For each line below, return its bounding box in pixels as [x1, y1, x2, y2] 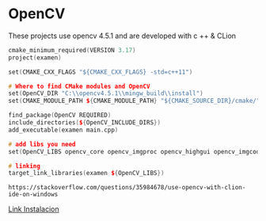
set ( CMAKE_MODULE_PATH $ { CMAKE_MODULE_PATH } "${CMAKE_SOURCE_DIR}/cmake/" [8, 97, 260, 105]
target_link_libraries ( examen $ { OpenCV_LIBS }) [8, 170, 165, 177]
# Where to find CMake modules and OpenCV [8, 82, 150, 90]
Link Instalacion [8, 204, 59, 214]
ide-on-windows [8, 191, 59, 199]
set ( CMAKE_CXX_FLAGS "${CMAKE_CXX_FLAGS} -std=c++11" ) [8, 68, 193, 76]
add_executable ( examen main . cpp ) [8, 126, 119, 134]
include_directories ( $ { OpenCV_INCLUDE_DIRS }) [8, 119, 161, 127]
